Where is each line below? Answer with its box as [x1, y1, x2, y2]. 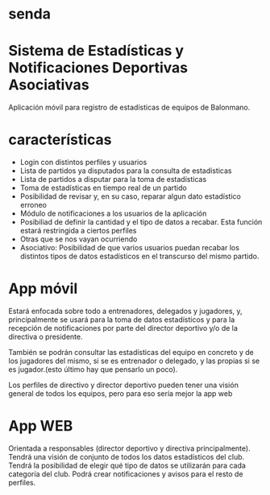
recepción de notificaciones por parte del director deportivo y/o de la [8, 324, 238, 332]
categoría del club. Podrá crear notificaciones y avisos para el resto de [8, 468, 243, 479]
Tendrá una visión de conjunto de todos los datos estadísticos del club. [8, 452, 245, 461]
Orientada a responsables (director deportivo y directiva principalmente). [8, 443, 251, 453]
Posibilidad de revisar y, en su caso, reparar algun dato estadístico [19, 192, 242, 201]
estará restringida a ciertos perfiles [19, 226, 137, 236]
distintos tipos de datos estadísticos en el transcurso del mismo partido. [19, 251, 260, 262]
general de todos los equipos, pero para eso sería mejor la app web [8, 389, 233, 398]
